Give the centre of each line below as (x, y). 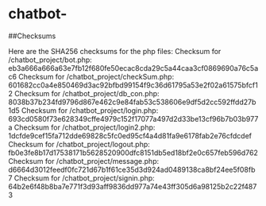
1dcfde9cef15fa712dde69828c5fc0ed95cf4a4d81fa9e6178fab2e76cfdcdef (130, 135)
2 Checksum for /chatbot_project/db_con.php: (84, 93)
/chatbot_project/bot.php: (50, 60)
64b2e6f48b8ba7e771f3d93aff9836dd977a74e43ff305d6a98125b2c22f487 (133, 186)
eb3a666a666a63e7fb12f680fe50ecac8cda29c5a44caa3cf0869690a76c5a (133, 68)
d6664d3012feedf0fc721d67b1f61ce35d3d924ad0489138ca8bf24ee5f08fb (132, 169)
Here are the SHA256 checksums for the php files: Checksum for (115, 51)
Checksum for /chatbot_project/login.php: (90, 110)
